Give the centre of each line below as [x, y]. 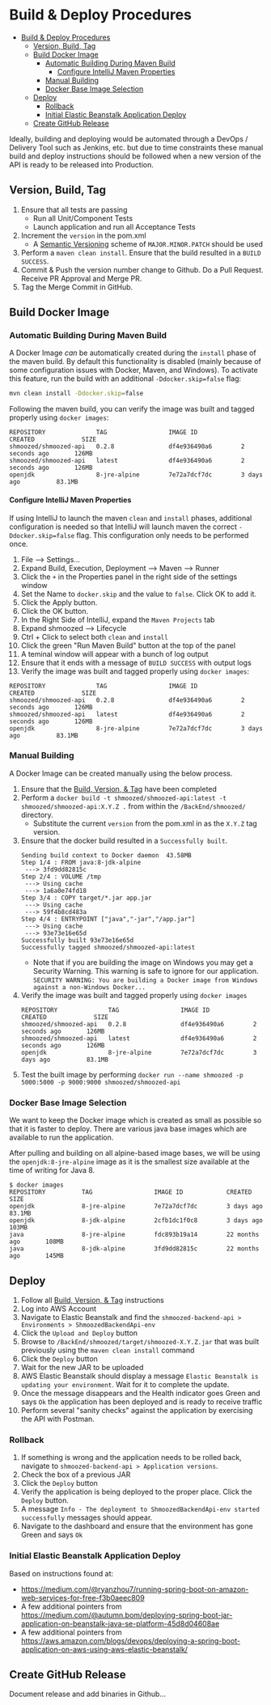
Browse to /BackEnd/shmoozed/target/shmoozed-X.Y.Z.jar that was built [140, 1341]
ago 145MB [36, 1256]
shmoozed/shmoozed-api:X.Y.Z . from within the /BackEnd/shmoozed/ [133, 806]
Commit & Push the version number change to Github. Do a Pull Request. [142, 269]
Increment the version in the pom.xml [83, 235]
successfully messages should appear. [87, 1517]
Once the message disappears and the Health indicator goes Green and [141, 1393]
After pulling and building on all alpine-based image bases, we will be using [135, 1153]
